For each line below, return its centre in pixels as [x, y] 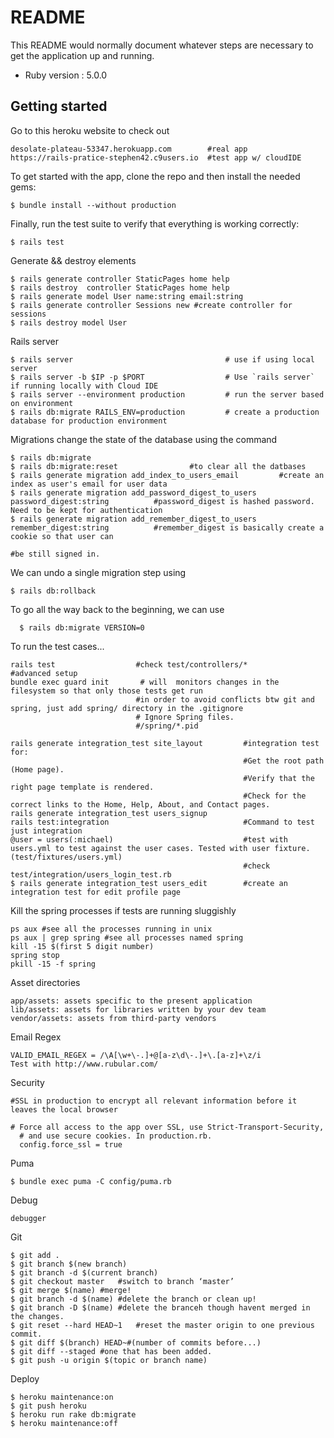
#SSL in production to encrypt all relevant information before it [154, 1101]
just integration [46, 831]
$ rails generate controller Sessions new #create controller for [151, 305]
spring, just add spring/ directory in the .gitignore [127, 708]
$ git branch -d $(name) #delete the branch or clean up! [133, 1299]
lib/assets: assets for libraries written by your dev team [138, 1009]
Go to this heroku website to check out [90, 130]
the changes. [37, 1316]
